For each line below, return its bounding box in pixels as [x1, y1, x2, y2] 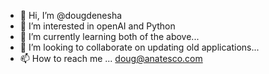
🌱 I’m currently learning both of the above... [19, 31, 200, 42]
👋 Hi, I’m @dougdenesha [19, 10, 123, 21]
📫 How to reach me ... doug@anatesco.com [19, 53, 203, 64]
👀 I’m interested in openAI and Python [19, 20, 176, 32]
